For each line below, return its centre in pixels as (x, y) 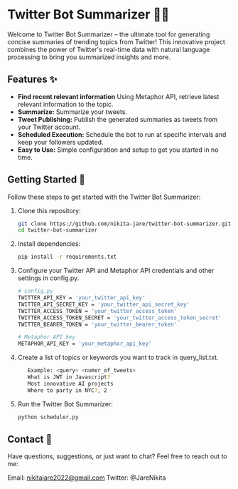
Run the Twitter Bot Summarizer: (65, 404)
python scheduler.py (48, 417)
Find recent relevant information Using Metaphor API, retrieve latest (118, 96)
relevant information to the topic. (65, 104)
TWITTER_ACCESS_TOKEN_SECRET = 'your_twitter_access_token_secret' (119, 318)
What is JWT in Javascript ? (69, 377)
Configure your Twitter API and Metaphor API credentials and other (116, 271)
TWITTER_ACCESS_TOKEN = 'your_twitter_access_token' (97, 311)
